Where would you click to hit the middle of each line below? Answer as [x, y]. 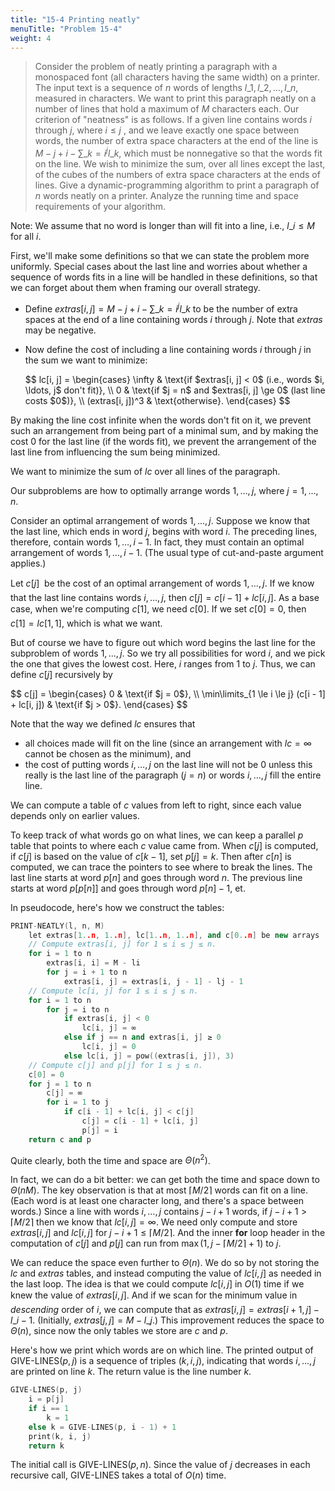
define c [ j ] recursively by [61, 674]
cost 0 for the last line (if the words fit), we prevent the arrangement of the [163, 441]
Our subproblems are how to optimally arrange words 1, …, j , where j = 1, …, [164, 490]
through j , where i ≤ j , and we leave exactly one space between [167, 130]
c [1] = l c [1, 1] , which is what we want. [86, 623]
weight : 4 [31, 38]
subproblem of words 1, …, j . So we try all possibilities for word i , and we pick [168, 653]
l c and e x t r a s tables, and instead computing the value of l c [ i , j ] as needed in [166, 1273]
